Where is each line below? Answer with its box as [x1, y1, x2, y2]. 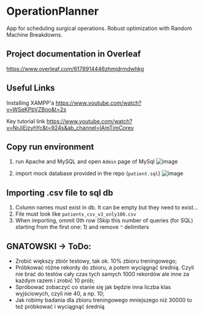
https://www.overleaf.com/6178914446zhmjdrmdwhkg [6, 65, 145, 72]
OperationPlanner [6, 4, 99, 18]
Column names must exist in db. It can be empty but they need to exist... [15, 204, 198, 211]
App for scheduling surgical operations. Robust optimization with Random [6, 24, 192, 32]
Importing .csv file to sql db [6, 187, 113, 198]
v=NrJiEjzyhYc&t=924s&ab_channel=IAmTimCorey [6, 124, 134, 131]
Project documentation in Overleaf [6, 49, 141, 59]
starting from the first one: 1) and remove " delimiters [15, 224, 149, 231]
